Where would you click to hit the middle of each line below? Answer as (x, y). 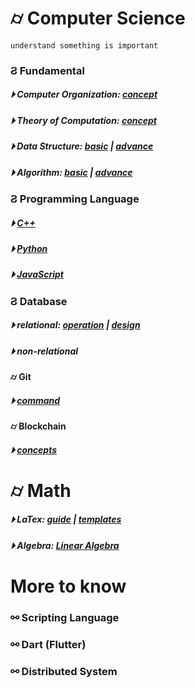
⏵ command (35, 400)
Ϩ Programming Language (75, 199)
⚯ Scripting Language (65, 617)
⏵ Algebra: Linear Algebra (65, 545)
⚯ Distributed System (64, 671)
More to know (68, 586)
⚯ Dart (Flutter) (48, 644)
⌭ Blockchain (38, 426)
